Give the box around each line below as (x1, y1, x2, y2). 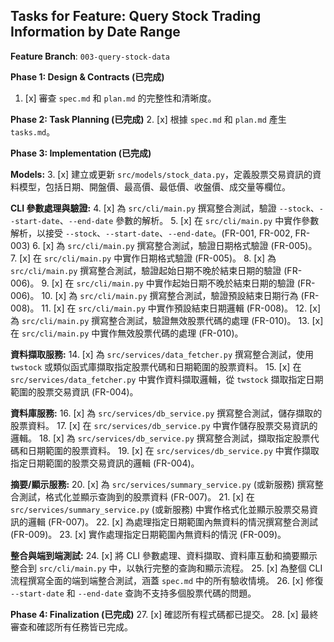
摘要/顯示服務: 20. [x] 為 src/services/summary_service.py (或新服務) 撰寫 (10, 478, 315, 490)
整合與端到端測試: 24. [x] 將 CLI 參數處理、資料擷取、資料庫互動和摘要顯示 (10, 549, 318, 561)
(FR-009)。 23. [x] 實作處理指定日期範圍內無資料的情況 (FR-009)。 (10, 528, 287, 540)
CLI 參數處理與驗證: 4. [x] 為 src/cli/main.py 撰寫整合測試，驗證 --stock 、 (10, 202, 320, 214)
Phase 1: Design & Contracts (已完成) (10, 70, 165, 83)
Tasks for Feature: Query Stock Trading (10, 8, 262, 25)
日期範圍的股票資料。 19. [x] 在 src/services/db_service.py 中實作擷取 (27, 444, 320, 456)
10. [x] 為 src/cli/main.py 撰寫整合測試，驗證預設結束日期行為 (41, 289, 299, 301)
